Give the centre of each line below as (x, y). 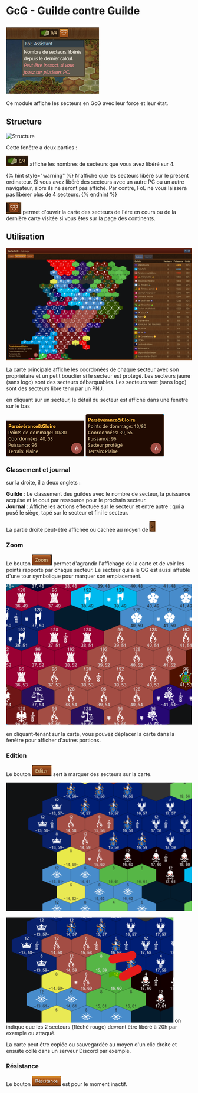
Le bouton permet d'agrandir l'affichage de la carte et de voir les (95, 564)
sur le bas (18, 406)
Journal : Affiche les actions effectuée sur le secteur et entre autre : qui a (95, 506)
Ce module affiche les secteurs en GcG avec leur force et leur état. (87, 103)
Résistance (23, 1066)
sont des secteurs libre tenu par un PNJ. (55, 388)
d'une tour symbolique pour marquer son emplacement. (74, 576)
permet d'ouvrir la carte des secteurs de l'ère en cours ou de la (100, 212)
